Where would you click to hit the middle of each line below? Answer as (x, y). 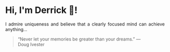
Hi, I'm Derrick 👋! (41, 10)
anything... (16, 29)
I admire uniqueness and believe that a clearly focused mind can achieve (85, 24)
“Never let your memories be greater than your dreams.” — (79, 39)
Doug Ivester (31, 44)
